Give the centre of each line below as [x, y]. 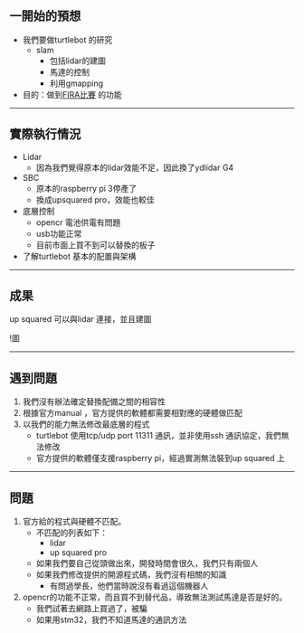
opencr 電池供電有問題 [78, 222]
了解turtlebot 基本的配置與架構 [79, 256]
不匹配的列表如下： [72, 533]
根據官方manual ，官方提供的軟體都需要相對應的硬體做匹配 [132, 413]
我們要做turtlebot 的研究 [67, 40]
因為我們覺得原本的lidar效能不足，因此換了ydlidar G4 [135, 167]
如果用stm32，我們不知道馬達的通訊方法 [111, 620]
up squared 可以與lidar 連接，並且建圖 [81, 319]
